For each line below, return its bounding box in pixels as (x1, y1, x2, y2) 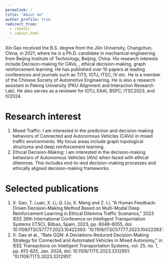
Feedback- (134, 199, 157, 205)
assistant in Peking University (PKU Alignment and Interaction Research (5, 82, 154, 89)
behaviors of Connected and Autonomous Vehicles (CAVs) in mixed (12, 133, 153, 139)
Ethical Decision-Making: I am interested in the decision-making (12, 149, 146, 155)
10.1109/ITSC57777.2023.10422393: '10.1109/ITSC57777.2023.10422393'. (12, 226, 164, 233)
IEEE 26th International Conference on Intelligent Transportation (12, 215, 145, 222)
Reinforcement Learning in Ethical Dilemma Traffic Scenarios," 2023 (12, 210, 154, 216)
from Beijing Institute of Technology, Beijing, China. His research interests (5, 56, 158, 61)
